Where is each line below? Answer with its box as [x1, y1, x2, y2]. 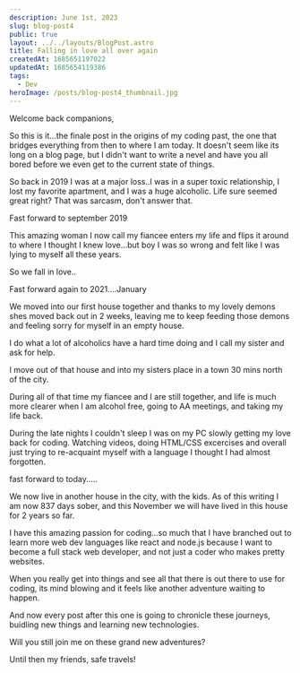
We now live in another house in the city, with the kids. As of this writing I [9, 490, 279, 502]
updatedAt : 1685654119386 [9, 64, 106, 73]
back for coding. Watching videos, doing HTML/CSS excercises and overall [9, 436, 287, 448]
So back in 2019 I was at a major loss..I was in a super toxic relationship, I [9, 176, 280, 186]
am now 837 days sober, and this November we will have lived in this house [9, 500, 288, 511]
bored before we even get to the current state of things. [9, 159, 215, 169]
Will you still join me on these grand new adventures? [9, 636, 206, 647]
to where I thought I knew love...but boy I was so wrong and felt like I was [9, 239, 280, 250]
